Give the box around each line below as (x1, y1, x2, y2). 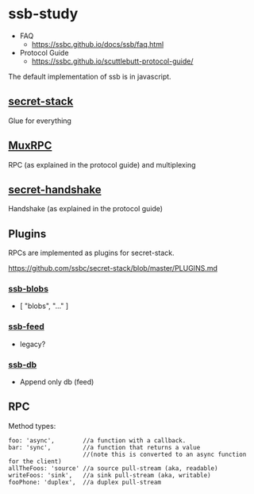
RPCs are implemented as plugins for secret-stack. (8, 248, 175, 258)
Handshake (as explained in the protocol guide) (8, 204, 164, 214)
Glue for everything (8, 116, 71, 125)
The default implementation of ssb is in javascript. (8, 71, 172, 81)
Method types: (8, 421, 56, 430)
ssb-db (8, 359, 37, 370)
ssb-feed (8, 321, 45, 332)
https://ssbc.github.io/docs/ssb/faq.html (31, 39, 164, 48)
